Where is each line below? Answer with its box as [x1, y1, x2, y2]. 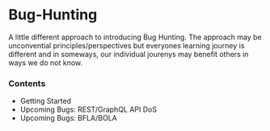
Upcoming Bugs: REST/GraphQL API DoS [19, 104, 158, 114]
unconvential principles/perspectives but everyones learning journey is [8, 40, 245, 50]
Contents [8, 78, 46, 89]
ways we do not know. [8, 58, 83, 68]
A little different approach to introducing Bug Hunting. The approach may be [8, 32, 262, 42]
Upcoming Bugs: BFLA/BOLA [19, 113, 117, 123]
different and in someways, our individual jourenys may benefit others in [8, 49, 249, 59]
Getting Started [19, 96, 71, 106]
